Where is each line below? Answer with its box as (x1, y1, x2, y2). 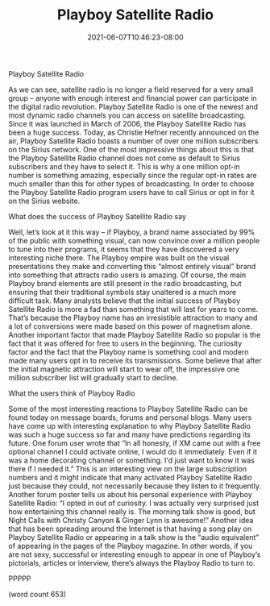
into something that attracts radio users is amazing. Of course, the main (8, 270, 247, 280)
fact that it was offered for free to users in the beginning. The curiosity (8, 338, 243, 348)
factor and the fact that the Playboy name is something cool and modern (8, 347, 249, 356)
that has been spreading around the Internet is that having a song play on (8, 524, 252, 533)
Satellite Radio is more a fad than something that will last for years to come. (8, 304, 259, 313)
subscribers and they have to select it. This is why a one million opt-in (8, 161, 240, 171)
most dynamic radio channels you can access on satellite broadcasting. (8, 110, 246, 120)
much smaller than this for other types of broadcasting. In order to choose (8, 179, 255, 189)
